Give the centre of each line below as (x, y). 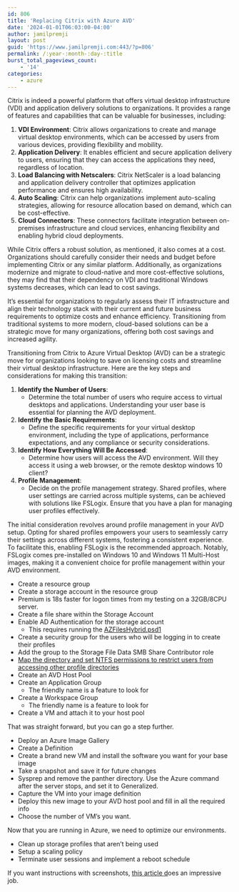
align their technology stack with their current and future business (105, 309)
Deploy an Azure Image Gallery (63, 741)
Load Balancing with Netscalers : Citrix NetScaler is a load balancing (119, 175)
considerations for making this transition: (67, 376)
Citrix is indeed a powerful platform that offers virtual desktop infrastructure (119, 101)
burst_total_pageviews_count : (52, 61)
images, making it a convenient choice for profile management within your (116, 563)
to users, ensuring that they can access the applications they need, (116, 160)
